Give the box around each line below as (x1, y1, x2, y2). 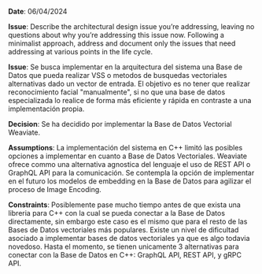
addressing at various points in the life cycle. (8, 47, 153, 56)
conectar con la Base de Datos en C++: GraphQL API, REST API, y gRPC (8, 250, 242, 259)
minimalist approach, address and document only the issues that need (8, 39, 236, 48)
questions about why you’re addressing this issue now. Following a (8, 31, 224, 39)
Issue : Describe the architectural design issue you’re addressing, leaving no (8, 22, 255, 31)
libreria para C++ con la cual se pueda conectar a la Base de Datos (8, 209, 226, 217)
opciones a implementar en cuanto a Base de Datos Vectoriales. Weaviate (8, 151, 248, 161)
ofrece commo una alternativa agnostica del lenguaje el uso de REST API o (8, 160, 251, 168)
